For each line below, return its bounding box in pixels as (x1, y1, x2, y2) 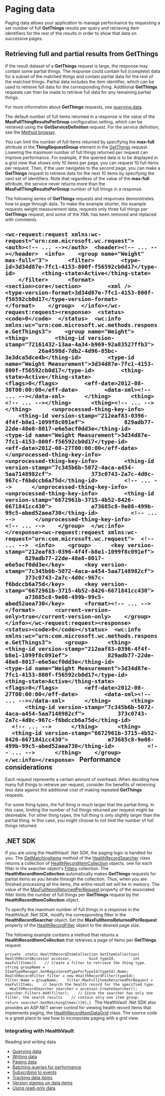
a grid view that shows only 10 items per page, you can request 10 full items (5, 159, 159, 166)
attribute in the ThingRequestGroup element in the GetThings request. (5, 144, 149, 150)
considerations (5, 763, 53, 772)
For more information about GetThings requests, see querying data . (5, 104, 143, 110)
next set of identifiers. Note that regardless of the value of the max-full (5, 175, 149, 181)
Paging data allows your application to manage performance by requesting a (5, 20, 161, 26)
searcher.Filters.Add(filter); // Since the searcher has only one (5, 991, 153, 996)
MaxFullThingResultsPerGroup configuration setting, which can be (5, 118, 143, 124)
